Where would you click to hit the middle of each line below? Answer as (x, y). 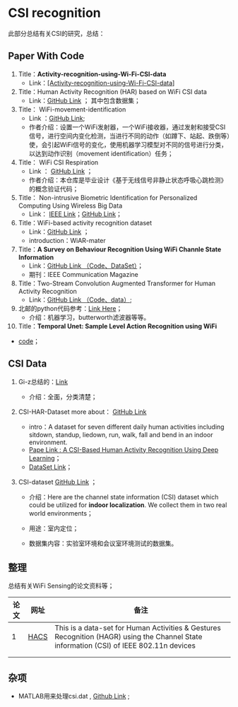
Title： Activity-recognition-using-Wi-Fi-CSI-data (92, 74)
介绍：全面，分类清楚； (63, 396)
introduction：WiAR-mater (67, 240)
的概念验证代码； (54, 189)
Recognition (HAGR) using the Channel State (129, 637)
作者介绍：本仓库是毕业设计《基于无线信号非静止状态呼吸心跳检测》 (128, 180)
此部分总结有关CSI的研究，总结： (56, 33)
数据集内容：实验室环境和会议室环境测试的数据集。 (103, 543)
